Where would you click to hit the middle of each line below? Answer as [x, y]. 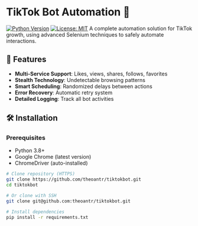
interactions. [21, 41]
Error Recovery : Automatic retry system [64, 92]
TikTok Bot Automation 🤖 [68, 12]
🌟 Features [26, 59]
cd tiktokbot [22, 185]
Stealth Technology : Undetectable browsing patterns [80, 80]
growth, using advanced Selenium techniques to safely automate [85, 34]
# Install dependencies [35, 212]
